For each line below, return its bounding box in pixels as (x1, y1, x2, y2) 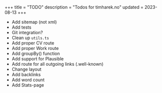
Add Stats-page (11, 82, 44, 88)
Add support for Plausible (11, 56, 64, 61)
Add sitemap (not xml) (11, 19, 57, 25)
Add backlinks (11, 72, 41, 77)
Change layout (11, 66, 42, 72)
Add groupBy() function (11, 50, 60, 56)
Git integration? (11, 30, 43, 35)
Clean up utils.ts (11, 35, 49, 41)
